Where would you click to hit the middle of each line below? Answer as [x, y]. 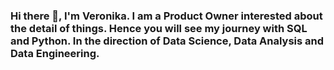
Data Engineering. [55, 53]
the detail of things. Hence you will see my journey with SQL [159, 28]
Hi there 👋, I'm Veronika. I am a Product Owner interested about [166, 16]
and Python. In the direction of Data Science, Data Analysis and [167, 41]
